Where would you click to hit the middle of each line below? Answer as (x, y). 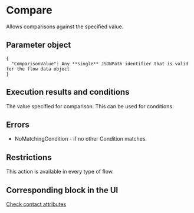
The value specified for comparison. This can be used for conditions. (90, 106)
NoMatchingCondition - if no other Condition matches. (81, 139)
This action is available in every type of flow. (60, 172)
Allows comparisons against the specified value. (65, 26)
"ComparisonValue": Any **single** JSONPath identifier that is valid (100, 64)
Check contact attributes (36, 204)
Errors (18, 124)
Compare (29, 10)
